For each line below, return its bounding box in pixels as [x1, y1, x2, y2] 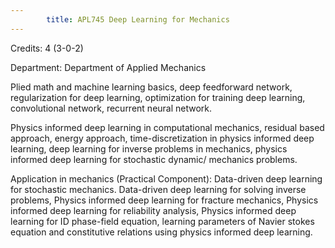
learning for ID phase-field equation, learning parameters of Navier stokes [10, 215, 315, 227]
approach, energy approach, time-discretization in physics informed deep [10, 132, 315, 144]
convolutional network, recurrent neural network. [10, 102, 213, 114]
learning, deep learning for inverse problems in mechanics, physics [10, 142, 288, 155]
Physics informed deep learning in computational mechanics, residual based [10, 121, 325, 133]
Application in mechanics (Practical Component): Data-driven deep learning [10, 172, 323, 185]
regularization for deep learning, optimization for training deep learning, [10, 91, 306, 103]
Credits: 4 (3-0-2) [10, 42, 84, 54]
